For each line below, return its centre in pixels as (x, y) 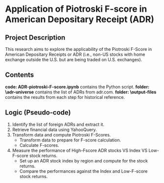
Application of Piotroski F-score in (76, 9)
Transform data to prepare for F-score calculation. (70, 140)
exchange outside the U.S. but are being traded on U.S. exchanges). (74, 59)
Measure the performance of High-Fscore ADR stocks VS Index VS (80, 150)
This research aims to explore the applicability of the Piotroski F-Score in (79, 49)
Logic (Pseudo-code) (38, 113)
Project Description (35, 37)
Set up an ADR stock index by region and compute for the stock (84, 160)
